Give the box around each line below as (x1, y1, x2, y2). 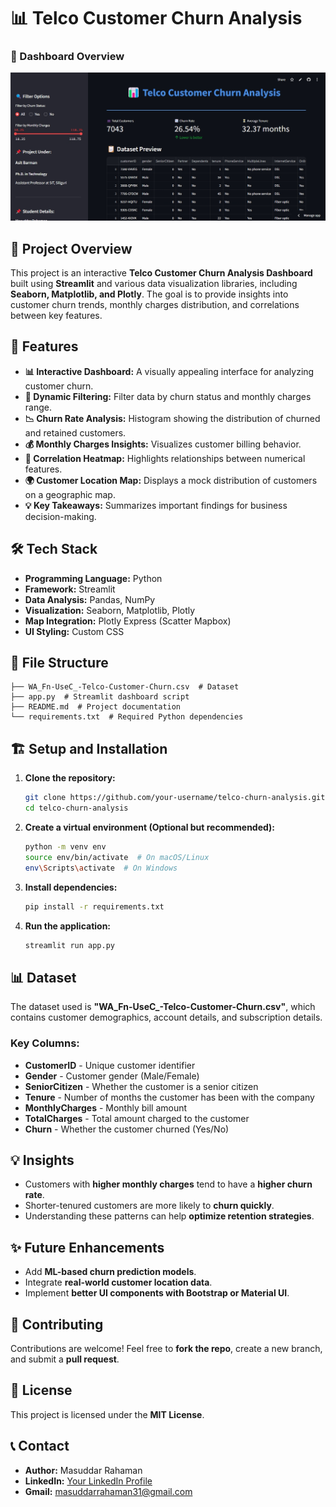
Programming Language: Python (24, 572, 163, 584)
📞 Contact (10, 1438, 70, 1455)
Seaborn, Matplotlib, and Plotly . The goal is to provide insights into (10, 288, 289, 300)
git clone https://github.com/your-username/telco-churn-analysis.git (24, 793, 326, 803)
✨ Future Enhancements (10, 1239, 165, 1256)
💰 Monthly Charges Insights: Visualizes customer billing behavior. (24, 438, 302, 450)
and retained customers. (24, 426, 127, 439)
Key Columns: (10, 1036, 80, 1050)
